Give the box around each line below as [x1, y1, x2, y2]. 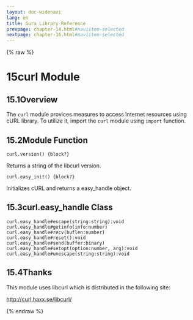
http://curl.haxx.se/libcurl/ [6, 295, 72, 303]
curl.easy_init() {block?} [6, 173, 75, 180]
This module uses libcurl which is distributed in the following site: [6, 283, 171, 291]
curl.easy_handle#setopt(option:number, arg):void [6, 245, 138, 251]
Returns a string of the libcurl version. [6, 162, 101, 169]
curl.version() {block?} [6, 151, 70, 157]
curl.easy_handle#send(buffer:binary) [6, 240, 105, 246]
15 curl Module [6, 70, 81, 84]
